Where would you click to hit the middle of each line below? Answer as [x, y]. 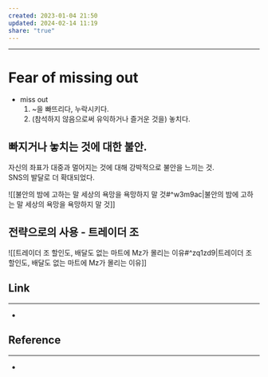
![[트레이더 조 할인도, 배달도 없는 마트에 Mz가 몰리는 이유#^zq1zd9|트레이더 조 [130, 252]
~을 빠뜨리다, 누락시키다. [70, 109]
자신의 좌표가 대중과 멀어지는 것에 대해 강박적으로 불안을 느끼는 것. [111, 168]
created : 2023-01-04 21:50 [53, 16]
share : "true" [32, 30]
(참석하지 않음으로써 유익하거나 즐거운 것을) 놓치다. [111, 119]
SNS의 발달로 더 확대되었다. [52, 177]
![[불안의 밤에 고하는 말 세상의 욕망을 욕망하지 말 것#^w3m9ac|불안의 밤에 [124, 194]
